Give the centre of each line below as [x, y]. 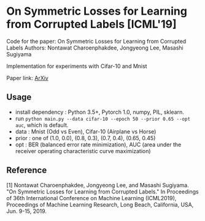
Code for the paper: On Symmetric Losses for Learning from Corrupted [96, 41]
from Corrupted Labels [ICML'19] [91, 24]
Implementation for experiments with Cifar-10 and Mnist [77, 66]
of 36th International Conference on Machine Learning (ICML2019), [91, 198]
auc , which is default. [42, 125]
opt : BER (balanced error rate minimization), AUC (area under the [98, 144]
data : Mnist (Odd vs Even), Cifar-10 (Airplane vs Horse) [86, 131]
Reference [27, 170]
